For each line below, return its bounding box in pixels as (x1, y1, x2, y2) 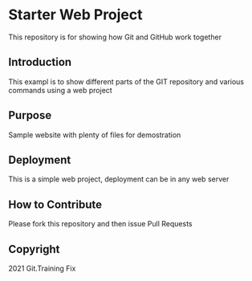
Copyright (8, 242, 60, 256)
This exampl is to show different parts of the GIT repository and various (8, 76, 245, 86)
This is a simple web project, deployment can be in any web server (8, 174, 230, 184)
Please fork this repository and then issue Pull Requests (8, 219, 193, 229)
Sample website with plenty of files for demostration (8, 130, 181, 140)
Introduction (8, 55, 72, 69)
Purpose (8, 108, 52, 122)
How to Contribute (8, 198, 103, 211)
